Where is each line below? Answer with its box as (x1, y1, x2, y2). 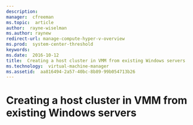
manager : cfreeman (6, 14, 54, 20)
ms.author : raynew (6, 31, 51, 36)
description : (6, 8, 38, 15)
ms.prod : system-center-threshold (6, 42, 94, 48)
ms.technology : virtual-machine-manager (6, 63, 109, 69)
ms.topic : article (6, 19, 54, 25)
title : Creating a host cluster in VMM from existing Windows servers (6, 58, 185, 63)
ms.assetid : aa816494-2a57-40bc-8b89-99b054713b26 (6, 69, 135, 75)
